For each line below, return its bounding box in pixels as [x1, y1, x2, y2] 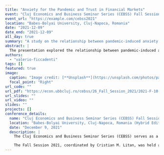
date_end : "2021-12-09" [5, 30, 54, 35]
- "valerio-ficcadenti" [9, 57, 58, 62]
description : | [9, 130, 41, 135]
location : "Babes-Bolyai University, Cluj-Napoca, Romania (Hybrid [9, 120, 150, 125]
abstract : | [5, 43, 29, 48]
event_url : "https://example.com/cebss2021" [5, 16, 97, 21]
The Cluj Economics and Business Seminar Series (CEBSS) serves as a [14, 134, 159, 139]
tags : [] [5, 61, 23, 66]
